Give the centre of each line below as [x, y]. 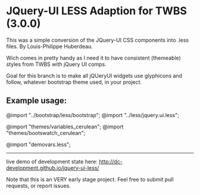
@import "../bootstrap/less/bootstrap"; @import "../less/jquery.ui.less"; [93, 115]
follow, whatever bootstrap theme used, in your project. [74, 82]
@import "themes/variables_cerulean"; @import [65, 127]
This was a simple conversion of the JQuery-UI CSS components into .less [98, 40]
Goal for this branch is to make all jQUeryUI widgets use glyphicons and [94, 76]
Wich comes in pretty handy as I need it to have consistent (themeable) [94, 58]
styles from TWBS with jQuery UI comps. [57, 64]
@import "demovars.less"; [39, 144]
